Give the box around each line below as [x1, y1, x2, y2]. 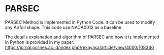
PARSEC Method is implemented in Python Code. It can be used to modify [5, 19, 155, 25]
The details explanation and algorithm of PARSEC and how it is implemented [5, 34, 159, 40]
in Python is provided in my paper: [5, 39, 75, 45]
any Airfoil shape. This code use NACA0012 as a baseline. [5, 24, 123, 30]
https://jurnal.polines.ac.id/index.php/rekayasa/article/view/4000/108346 [5, 44, 154, 50]
